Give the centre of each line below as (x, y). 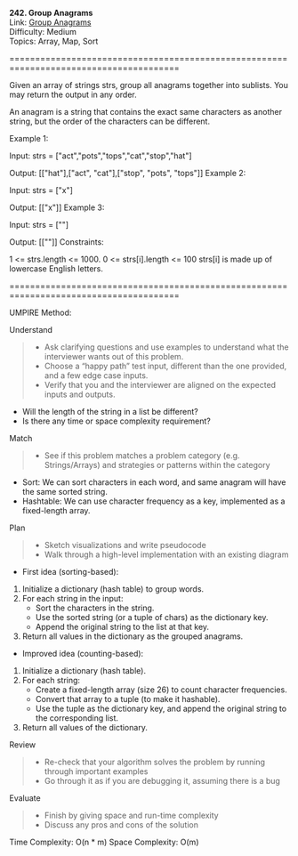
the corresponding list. (77, 718)
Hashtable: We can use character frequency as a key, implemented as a (153, 501)
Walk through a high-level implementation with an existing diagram (166, 554)
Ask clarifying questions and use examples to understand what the (166, 347)
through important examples (96, 771)
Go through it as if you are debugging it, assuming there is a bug (162, 781)
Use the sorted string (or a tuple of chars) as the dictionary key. (152, 617)
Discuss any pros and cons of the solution (121, 825)
